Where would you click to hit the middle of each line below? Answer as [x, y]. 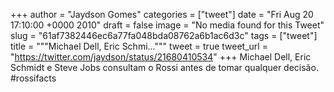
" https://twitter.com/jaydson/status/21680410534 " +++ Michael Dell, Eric [161, 57]
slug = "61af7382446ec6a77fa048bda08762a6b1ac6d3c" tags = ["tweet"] [164, 35]
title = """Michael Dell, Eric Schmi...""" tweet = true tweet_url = [139, 46]
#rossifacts [33, 78]
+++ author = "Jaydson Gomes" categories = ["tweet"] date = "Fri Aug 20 [162, 14]
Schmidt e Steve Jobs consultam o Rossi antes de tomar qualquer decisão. [164, 67]
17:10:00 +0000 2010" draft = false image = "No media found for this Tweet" [167, 25]
